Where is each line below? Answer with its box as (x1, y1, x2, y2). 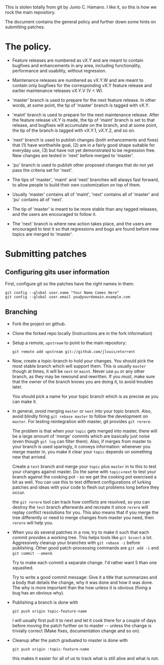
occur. (12, 489, 25, 495)
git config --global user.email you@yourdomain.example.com (5, 294, 131, 299)
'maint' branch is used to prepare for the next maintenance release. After (12, 112, 160, 118)
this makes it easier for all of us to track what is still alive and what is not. (12, 655, 159, 661)
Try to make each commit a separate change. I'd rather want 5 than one (12, 559, 157, 565)
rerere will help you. (12, 520, 53, 525)
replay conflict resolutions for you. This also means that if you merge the (12, 509, 159, 515)
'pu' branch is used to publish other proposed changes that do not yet (12, 162, 154, 168)
